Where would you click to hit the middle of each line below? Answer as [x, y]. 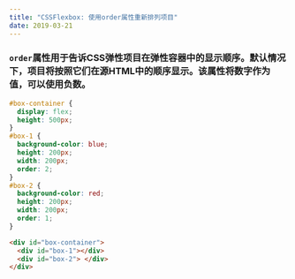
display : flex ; [45, 111]
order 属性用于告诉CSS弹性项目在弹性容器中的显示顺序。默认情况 [147, 58]
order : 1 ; [35, 219]
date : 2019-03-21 [41, 26]
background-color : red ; [61, 194]
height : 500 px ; [45, 120]
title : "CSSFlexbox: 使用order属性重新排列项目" [94, 17]
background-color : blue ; [63, 145]
